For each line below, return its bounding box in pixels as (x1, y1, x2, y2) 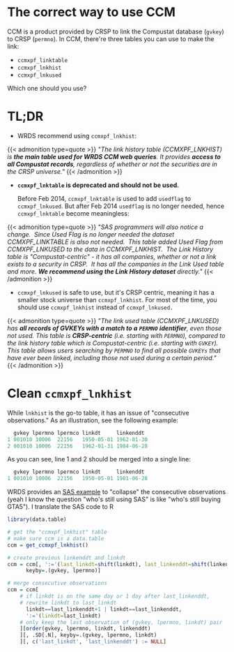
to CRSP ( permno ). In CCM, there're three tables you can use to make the (7, 34, 214, 43)
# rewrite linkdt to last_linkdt (19, 599, 117, 606)
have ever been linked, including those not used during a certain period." (7, 353, 217, 362)
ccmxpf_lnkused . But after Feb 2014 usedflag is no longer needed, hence (17, 202, 225, 210)
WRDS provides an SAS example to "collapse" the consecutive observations (7, 488, 226, 496)
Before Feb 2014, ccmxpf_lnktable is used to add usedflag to (17, 194, 192, 202)
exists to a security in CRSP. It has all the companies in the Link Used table (7, 260, 224, 268)
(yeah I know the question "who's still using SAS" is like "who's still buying (7, 495, 221, 503)
